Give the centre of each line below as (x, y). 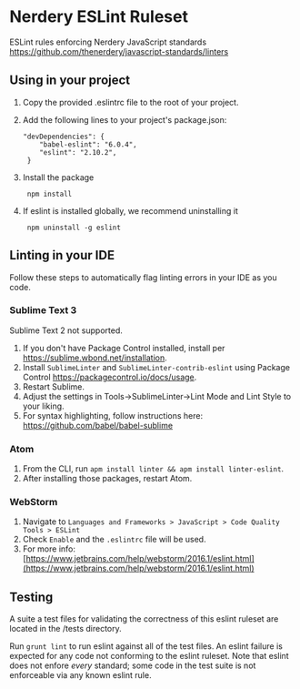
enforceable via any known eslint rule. (80, 675)
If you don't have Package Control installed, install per (124, 348)
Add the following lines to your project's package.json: (125, 119)
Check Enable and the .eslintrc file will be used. (114, 540)
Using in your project (70, 81)
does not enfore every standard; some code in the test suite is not (133, 665)
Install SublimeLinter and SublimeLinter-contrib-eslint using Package (156, 367)
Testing (31, 597)
